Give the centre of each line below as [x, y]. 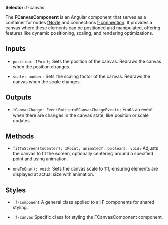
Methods [20, 136]
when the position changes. [41, 66]
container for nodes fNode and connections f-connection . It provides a [79, 22]
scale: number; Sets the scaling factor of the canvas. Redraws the [81, 76]
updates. [22, 120]
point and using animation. [40, 159]
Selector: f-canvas [25, 7]
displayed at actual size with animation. [53, 174]
